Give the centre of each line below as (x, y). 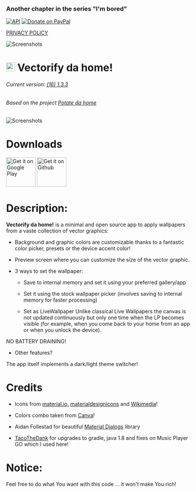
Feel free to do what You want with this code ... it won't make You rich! (91, 484)
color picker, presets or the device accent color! (72, 248)
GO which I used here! (41, 445)
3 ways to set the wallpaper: (49, 271)
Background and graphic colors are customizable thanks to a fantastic (99, 242)
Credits (24, 388)
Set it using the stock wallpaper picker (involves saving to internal (103, 294)
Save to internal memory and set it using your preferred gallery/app (105, 282)
